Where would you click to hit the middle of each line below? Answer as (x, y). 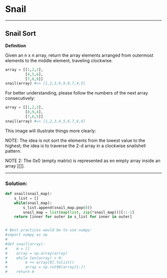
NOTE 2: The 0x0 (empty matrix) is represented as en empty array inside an (83, 161)
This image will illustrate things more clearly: (51, 131)
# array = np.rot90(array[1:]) (45, 267)
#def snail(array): (25, 244)
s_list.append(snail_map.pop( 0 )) (58, 207)
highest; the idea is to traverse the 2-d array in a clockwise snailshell (76, 146)
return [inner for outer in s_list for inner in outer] (73, 217)
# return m (20, 272)
